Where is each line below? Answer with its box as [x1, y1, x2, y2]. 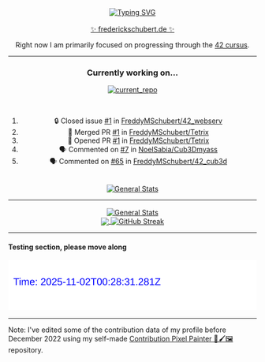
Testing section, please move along [8, 242, 128, 252]
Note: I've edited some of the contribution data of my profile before [8, 325, 226, 334]
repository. [8, 345, 43, 355]
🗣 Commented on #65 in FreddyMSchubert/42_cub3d [49, 157, 227, 166]
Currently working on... [86, 67, 179, 78]
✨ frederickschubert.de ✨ [90, 24, 175, 34]
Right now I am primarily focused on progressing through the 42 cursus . [15, 40, 250, 50]
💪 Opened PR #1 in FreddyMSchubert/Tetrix [67, 136, 210, 145]
